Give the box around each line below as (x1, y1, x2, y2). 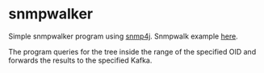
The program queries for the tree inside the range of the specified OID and (8, 47, 257, 56)
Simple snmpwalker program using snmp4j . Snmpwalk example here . (8, 31, 238, 41)
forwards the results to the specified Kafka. (8, 55, 153, 65)
